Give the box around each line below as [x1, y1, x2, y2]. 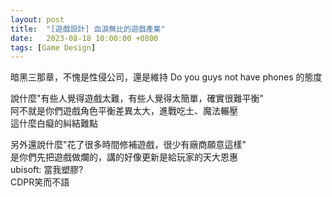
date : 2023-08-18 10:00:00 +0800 [10, 33, 159, 43]
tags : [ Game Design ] [10, 42, 97, 53]
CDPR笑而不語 [10, 176, 70, 188]
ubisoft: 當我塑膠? [10, 164, 84, 176]
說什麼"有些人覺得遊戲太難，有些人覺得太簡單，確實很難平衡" [10, 92, 265, 105]
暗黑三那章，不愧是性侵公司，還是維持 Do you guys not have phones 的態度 [10, 71, 323, 83]
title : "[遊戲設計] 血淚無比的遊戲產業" [10, 24, 166, 34]
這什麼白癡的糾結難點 [10, 117, 98, 130]
